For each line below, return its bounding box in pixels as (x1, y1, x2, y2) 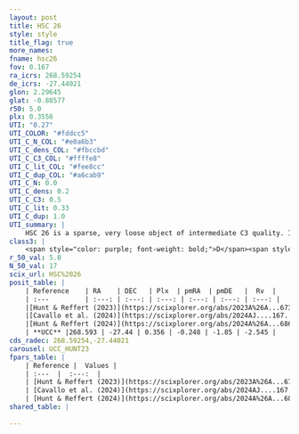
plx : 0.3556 (9, 112, 53, 121)
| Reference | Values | (25, 361, 117, 370)
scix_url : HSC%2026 (9, 270, 82, 279)
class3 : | (9, 237, 46, 246)
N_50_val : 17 (9, 262, 58, 271)
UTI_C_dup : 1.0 (9, 211, 66, 221)
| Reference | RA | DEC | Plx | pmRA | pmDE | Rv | (25, 286, 277, 295)
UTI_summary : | (9, 220, 66, 229)
